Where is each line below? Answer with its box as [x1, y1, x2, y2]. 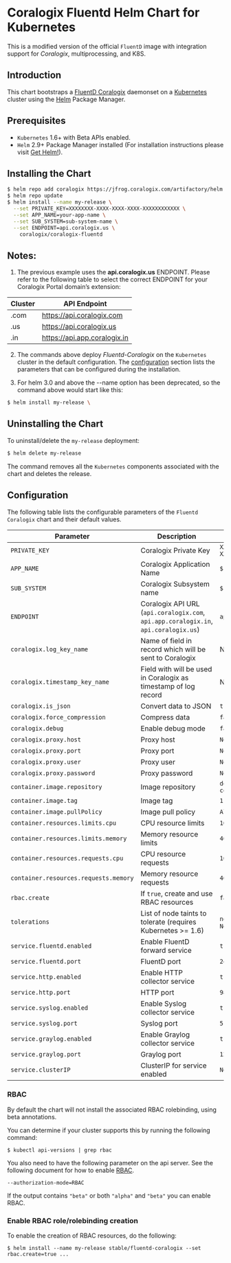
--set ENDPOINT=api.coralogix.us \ [13, 224, 115, 231]
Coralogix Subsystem [140, 579, 210, 589]
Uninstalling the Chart [7, 418, 104, 430]
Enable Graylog [140, 1030, 190, 1039]
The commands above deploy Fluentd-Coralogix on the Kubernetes [16, 351, 207, 359]
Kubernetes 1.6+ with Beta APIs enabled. [16, 133, 131, 142]
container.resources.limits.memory [10, 834, 127, 842]
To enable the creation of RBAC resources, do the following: [7, 1231, 177, 1240]
